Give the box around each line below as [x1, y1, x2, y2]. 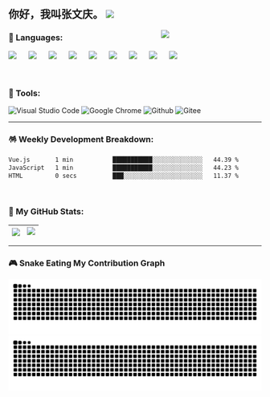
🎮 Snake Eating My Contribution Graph [8, 257, 166, 269]
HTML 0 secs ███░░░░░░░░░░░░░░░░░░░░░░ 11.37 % [8, 172, 239, 180]
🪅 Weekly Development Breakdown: [8, 133, 154, 144]
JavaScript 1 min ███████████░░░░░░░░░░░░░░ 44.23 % [8, 164, 239, 172]
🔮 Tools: [8, 87, 41, 99]
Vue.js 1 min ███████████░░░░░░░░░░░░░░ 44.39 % [8, 156, 239, 164]
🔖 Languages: [8, 32, 63, 43]
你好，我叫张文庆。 [8, 7, 104, 22]
